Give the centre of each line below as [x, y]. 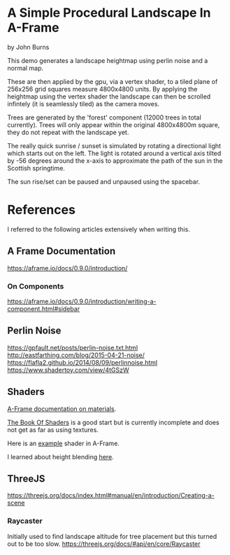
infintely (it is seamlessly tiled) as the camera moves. [83, 103]
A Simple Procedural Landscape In [109, 13]
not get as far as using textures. [53, 430]
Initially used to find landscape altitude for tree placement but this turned [112, 536]
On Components [36, 286]
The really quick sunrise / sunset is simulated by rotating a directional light [114, 145]
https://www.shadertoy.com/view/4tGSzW [68, 370]
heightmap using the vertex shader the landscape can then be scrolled [109, 96]
